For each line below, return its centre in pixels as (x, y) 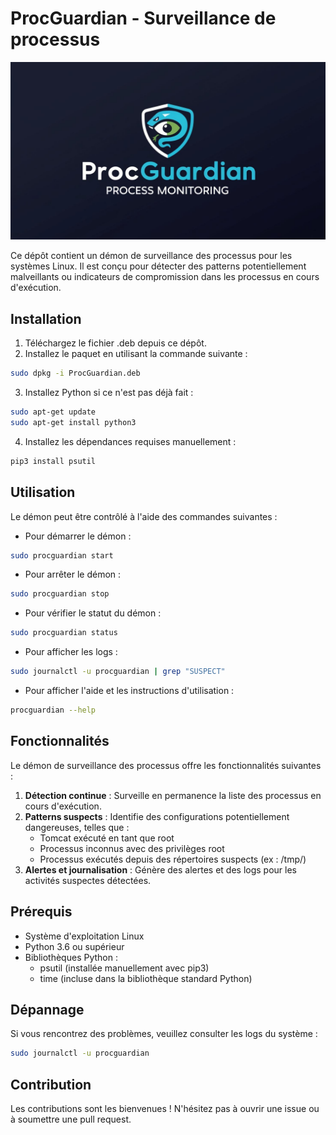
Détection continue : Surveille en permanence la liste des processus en (173, 795)
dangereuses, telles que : (77, 827)
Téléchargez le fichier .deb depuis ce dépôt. (115, 343)
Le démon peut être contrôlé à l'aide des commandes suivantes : (144, 516)
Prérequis (41, 912)
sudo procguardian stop (60, 594)
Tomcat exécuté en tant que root (107, 838)
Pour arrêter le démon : (73, 574)
